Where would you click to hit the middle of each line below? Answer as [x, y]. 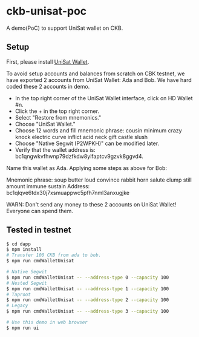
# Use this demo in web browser [47, 322]
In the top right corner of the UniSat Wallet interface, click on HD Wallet [104, 98]
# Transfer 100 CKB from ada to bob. [54, 255]
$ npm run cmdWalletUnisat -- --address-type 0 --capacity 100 [88, 277]
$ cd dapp [19, 244]
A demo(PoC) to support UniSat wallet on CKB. [65, 28]
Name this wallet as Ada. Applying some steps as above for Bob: [87, 168]
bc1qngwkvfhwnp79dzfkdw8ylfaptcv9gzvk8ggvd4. [79, 156]
